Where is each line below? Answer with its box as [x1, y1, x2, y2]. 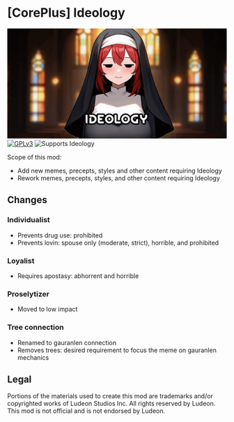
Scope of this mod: [7, 152, 62, 161]
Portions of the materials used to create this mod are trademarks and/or [7, 392, 214, 400]
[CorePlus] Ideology [7, 5, 125, 21]
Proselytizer [7, 289, 50, 298]
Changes [7, 194, 47, 206]
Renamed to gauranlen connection [17, 338, 117, 347]
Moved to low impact [17, 305, 78, 314]
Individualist [7, 215, 50, 225]
